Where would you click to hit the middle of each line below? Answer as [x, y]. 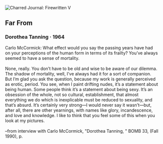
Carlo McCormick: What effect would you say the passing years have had [79, 48]
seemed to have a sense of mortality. [42, 58]
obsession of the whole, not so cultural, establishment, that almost [72, 95]
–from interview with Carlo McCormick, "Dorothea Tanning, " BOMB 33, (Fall [82, 131]
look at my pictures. [25, 120]
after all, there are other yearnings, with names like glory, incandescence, [79, 110]
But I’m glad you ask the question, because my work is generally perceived [81, 79]
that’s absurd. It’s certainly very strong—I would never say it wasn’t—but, [78, 105]
